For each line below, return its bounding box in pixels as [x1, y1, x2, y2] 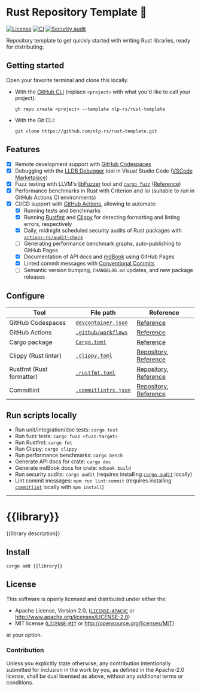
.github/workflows [75, 329, 128, 336]
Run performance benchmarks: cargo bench [14, 451, 123, 458]
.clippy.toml [75, 352, 112, 359]
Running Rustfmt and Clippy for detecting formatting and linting [23, 213, 180, 221]
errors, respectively [23, 221, 72, 227]
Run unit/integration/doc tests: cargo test [14, 426, 118, 433]
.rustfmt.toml [75, 370, 115, 376]
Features [6, 144, 40, 155]
